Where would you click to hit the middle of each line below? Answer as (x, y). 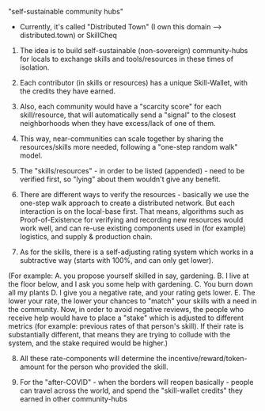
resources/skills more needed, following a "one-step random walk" (129, 147)
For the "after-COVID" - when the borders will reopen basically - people (136, 382)
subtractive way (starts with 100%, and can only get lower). (116, 260)
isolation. (34, 67)
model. (31, 155)
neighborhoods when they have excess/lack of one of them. (117, 123)
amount (32, 367)
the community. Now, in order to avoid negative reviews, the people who (126, 309)
